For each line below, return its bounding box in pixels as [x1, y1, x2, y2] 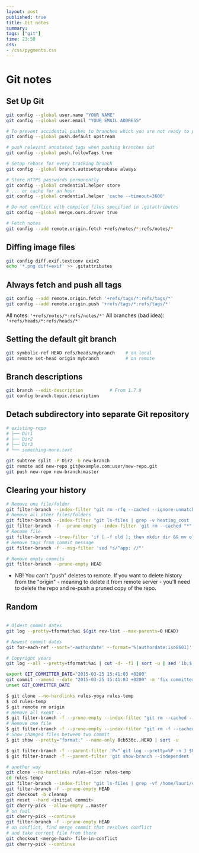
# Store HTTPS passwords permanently [6, 177, 99, 183]
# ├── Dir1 [6, 430, 33, 436]
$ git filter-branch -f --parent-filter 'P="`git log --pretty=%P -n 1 [6, 747, 187, 753]
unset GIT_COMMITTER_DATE [6, 682, 70, 688]
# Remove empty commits [6, 555, 65, 562]
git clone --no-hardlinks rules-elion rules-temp [6, 769, 131, 775]
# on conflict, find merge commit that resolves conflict [6, 825, 152, 830]
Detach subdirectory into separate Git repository [6, 410, 190, 420]
